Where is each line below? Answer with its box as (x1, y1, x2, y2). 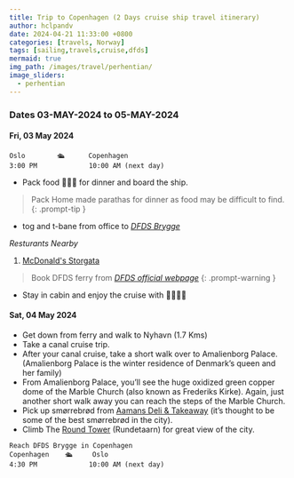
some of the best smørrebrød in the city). (21, 414, 173, 425)
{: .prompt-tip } (30, 203, 86, 214)
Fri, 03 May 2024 (9, 131, 74, 141)
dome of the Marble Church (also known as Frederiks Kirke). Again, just (21, 386, 284, 396)
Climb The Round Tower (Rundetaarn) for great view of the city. (21, 424, 255, 434)
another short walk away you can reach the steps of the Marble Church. (21, 395, 286, 406)
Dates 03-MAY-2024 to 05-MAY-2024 (9, 108, 179, 121)
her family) (21, 367, 62, 378)
